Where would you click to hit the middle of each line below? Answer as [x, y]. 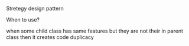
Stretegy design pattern [35, 8]
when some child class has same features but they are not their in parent [95, 31]
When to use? [23, 20]
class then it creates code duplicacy [50, 37]
